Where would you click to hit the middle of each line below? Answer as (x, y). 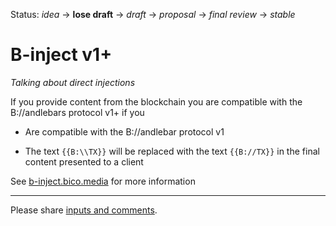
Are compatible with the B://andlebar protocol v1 (124, 131)
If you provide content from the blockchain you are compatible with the (156, 101)
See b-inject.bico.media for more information (103, 181)
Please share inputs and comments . (84, 210)
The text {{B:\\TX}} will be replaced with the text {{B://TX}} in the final (172, 151)
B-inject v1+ (61, 55)
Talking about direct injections (73, 82)
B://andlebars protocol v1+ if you (77, 112)
